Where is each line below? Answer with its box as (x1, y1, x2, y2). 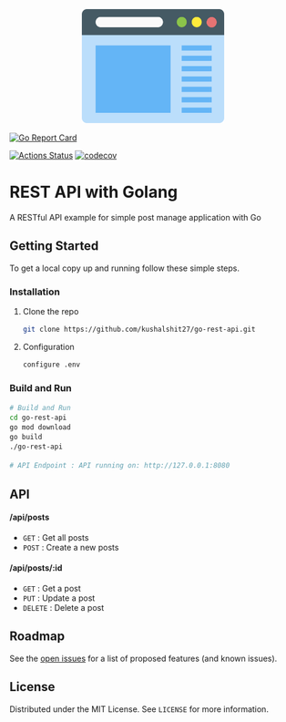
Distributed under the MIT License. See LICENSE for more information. (9, 703, 269, 715)
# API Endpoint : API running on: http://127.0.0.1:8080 (9, 461, 230, 470)
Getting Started (9, 238, 99, 254)
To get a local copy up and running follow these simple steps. (9, 263, 240, 273)
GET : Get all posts (22, 531, 89, 542)
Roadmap (9, 629, 66, 645)
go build (9, 432, 43, 441)
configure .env (22, 360, 81, 369)
